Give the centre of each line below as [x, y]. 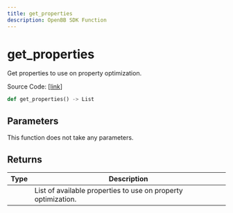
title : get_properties [40, 13]
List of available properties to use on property [109, 190]
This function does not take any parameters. [70, 138]
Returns [25, 159]
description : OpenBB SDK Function [57, 20]
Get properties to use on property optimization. [75, 73]
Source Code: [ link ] [35, 86]
